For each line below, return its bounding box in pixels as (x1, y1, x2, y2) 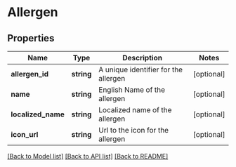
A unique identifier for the (98, 65, 183, 74)
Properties (7, 32, 55, 44)
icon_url (11, 130, 39, 139)
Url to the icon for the (98, 126, 169, 135)
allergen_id (11, 69, 49, 79)
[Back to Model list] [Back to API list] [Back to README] (7, 152, 169, 160)
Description (122, 53, 163, 62)
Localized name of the (98, 105, 172, 114)
